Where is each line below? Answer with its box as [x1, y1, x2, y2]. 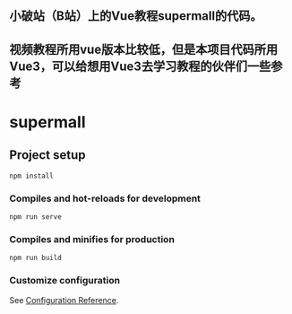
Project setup [9, 147, 87, 163]
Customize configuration [9, 275, 121, 287]
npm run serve [9, 213, 63, 222]
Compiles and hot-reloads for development [9, 192, 202, 205]
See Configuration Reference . [9, 294, 119, 305]
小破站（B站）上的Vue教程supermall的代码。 [9, 8, 262, 24]
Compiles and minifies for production [9, 233, 175, 245]
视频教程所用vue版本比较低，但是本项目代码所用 [9, 41, 279, 57]
